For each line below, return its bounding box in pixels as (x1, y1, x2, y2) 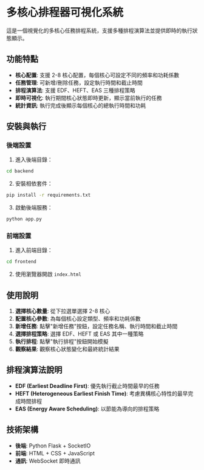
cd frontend (6, 259, 36, 265)
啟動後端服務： (15, 204, 53, 211)
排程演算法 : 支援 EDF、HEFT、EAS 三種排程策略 (15, 86, 135, 94)
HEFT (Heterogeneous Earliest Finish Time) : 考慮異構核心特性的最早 (15, 390, 188, 397)
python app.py (6, 216, 42, 222)
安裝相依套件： (15, 180, 53, 188)
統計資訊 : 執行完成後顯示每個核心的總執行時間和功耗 (15, 102, 146, 109)
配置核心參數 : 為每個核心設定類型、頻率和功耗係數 (15, 315, 141, 323)
